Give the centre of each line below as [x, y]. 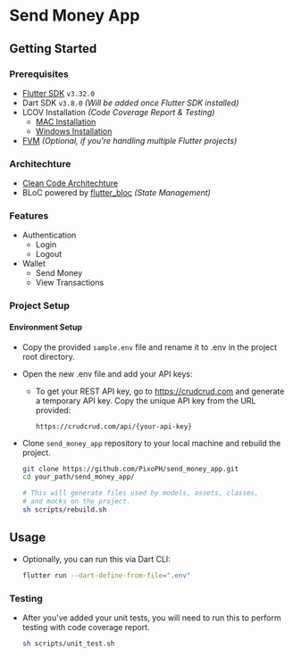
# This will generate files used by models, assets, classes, [140, 493]
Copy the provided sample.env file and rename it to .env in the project [150, 347]
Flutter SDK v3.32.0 [59, 93]
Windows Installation [74, 131]
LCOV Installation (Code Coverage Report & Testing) [118, 112]
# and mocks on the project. [76, 502]
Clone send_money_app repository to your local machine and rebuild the [151, 443]
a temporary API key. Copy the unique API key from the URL [146, 400]
